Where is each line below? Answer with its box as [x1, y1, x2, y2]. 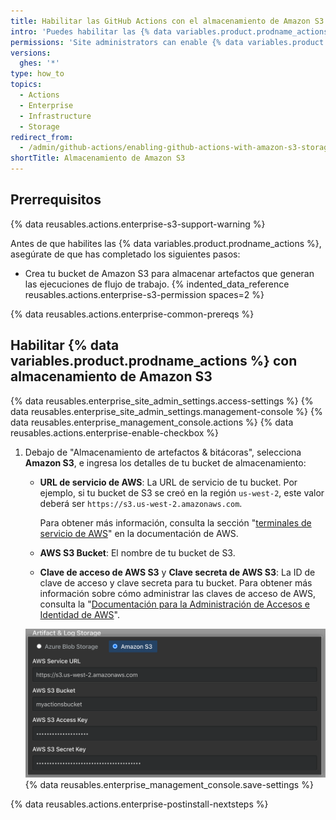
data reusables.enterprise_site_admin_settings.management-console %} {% [10, 405, 323, 417]
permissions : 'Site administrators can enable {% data [10, 37, 244, 47]
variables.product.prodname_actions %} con [10, 353, 298, 370]
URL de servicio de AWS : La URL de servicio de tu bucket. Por [39, 476, 298, 488]
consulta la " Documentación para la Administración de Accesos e [39, 598, 310, 610]
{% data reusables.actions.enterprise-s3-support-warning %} [10, 218, 266, 230]
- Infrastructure [19, 111, 92, 121]
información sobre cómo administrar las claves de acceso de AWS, [39, 587, 317, 599]
